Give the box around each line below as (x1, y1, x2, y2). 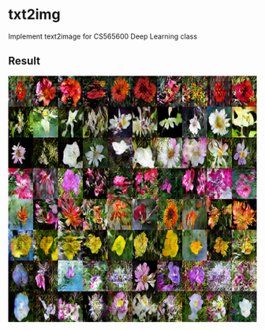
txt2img (8, 6, 61, 24)
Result (8, 54, 41, 68)
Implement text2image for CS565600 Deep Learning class (8, 32, 198, 41)
